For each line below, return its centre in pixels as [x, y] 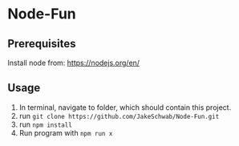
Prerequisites [42, 44]
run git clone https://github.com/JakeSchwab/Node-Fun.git [119, 116]
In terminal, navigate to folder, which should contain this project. [125, 107]
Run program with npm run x [66, 132]
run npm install [46, 124]
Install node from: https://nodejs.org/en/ [74, 63]
